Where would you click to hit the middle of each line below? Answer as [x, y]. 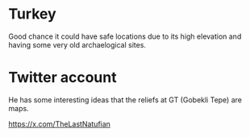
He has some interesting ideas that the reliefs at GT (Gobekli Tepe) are [125, 100]
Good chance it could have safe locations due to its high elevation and [125, 36]
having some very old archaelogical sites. [77, 44]
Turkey [32, 14]
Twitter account [62, 78]
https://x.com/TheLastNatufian [60, 124]
